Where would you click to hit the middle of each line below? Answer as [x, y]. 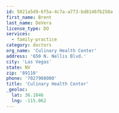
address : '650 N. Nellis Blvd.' [46, 56]
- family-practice [35, 39]
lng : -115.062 [29, 100]
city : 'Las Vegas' [29, 62]
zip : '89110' [22, 73]
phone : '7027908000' [32, 78]
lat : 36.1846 [28, 95]
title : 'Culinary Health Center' [48, 84]
